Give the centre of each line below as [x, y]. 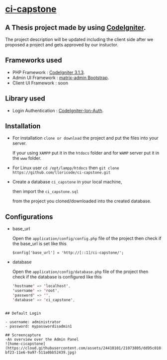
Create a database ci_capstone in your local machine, [67, 182]
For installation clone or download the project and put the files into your [85, 138]
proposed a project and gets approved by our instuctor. [62, 45]
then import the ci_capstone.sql [45, 191]
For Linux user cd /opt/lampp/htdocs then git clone [66, 168]
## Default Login [23, 313]
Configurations [29, 217]
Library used [25, 99]
